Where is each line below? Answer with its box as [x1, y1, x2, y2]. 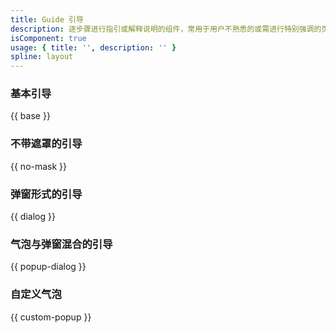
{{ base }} [10, 110, 51, 122]
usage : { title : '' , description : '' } [10, 42, 177, 53]
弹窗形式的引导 [10, 187, 83, 201]
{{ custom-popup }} [10, 311, 92, 323]
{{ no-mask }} [10, 160, 68, 172]
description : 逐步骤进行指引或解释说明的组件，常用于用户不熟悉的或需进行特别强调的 [10, 24, 322, 34]
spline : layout [10, 52, 74, 62]
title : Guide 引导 [10, 14, 84, 25]
